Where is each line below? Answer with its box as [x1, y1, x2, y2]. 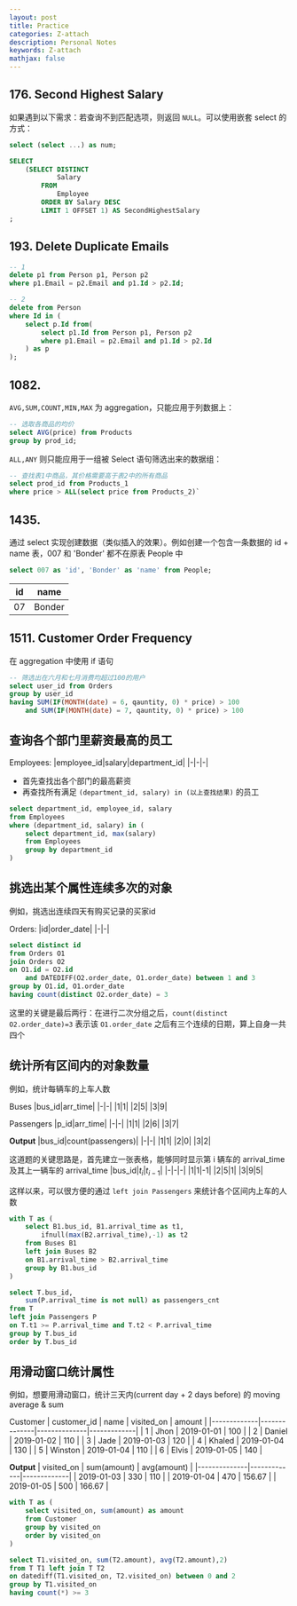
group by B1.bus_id [25, 1263, 98, 1272]
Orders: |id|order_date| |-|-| [9, 923, 110, 934]
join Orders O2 [9, 957, 66, 966]
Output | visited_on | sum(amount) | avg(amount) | [9, 1462, 193, 1473]
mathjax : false [9, 54, 66, 63]
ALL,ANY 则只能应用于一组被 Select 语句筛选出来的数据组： [9, 454, 223, 464]
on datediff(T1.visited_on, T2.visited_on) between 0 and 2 [9, 1572, 237, 1581]
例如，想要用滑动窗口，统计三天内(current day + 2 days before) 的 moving [9, 1389, 281, 1400]
